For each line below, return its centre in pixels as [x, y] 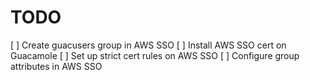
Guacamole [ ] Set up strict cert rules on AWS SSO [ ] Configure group [155, 55]
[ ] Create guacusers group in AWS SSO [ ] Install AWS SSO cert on [148, 45]
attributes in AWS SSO [56, 66]
